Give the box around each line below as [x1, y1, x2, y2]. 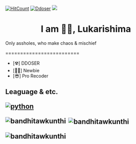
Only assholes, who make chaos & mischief [5, 40, 97, 46]
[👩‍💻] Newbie [12, 67, 40, 73]
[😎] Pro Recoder [12, 73, 49, 79]
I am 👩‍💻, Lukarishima [40, 23, 131, 35]
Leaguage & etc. [5, 88, 58, 96]
